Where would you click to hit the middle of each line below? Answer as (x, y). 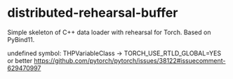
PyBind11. (21, 39)
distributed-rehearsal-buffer (93, 13)
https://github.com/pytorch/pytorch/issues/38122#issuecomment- (130, 60)
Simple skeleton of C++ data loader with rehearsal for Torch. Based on (109, 32)
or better (20, 60)
